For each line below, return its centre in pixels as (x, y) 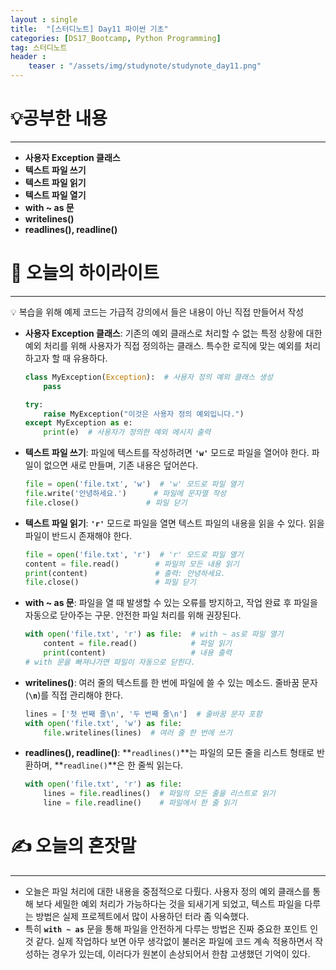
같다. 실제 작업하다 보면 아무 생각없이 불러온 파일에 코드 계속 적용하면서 (174, 941)
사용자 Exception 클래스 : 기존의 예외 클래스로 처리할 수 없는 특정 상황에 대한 (173, 333)
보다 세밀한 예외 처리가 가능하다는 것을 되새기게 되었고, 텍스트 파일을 (169, 903)
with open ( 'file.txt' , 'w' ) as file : (103, 723)
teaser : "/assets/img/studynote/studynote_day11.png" (145, 66)
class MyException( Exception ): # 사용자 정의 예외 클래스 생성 (148, 377)
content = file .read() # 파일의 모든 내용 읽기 (132, 564)
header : (28, 57)
